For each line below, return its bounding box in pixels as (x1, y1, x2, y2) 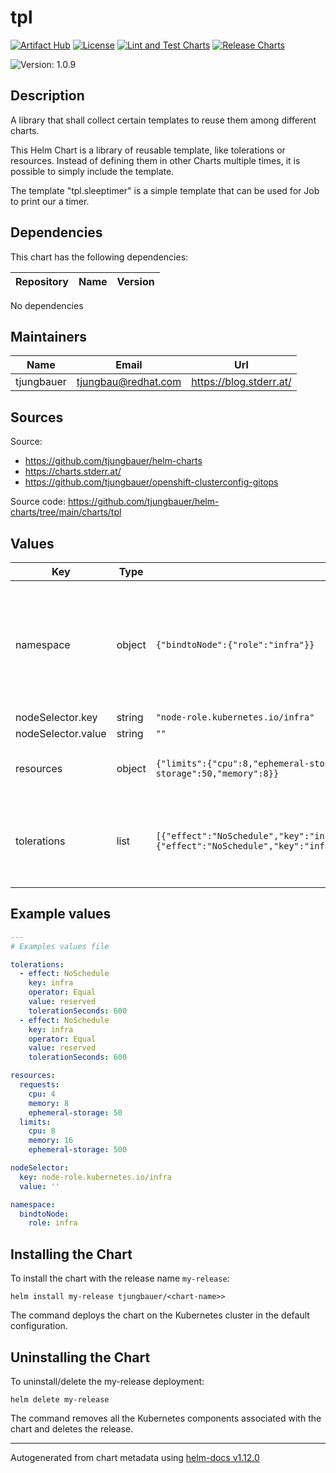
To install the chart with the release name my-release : (10, 1272, 230, 1285)
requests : (19, 1080, 60, 1090)
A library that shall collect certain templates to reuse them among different (10, 114, 317, 126)
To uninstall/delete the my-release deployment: (10, 1375, 205, 1387)
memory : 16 (28, 1136, 74, 1146)
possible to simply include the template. (10, 165, 175, 177)
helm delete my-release (10, 1394, 110, 1405)
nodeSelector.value (15, 727, 107, 740)
